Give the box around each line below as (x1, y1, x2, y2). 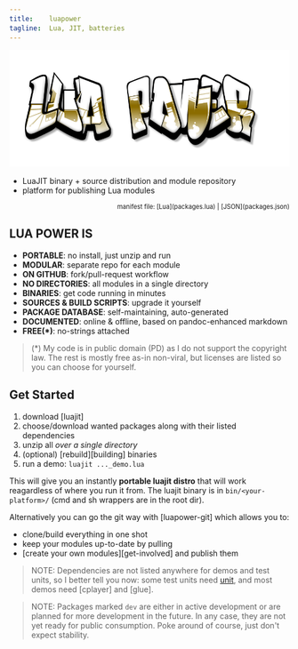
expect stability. (30, 629, 90, 640)
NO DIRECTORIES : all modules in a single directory (21, 278, 209, 289)
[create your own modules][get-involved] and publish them (21, 548, 238, 558)
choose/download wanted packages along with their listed (21, 421, 238, 431)
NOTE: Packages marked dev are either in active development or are (30, 601, 281, 612)
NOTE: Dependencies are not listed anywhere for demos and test (30, 565, 270, 575)
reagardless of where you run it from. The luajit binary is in (9, 485, 224, 495)
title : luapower (9, 14, 82, 23)
